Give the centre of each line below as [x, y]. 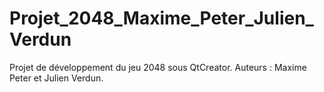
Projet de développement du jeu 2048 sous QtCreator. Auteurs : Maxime [158, 67]
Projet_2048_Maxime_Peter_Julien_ [161, 18]
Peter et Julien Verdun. [56, 78]
